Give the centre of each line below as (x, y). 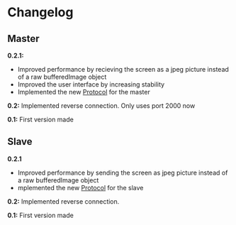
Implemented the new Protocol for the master (84, 92)
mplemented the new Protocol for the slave (80, 187)
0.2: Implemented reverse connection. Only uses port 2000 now (101, 106)
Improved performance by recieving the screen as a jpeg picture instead (123, 69)
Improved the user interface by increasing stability (91, 84)
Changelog (40, 12)
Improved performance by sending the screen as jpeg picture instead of (123, 172)
